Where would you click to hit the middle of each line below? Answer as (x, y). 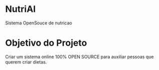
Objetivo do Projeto (46, 43)
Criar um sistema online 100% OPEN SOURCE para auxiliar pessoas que (79, 57)
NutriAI (21, 9)
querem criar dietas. (26, 62)
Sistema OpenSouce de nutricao (39, 23)
